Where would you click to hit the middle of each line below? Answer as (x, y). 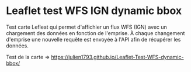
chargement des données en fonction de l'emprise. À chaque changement (95, 33)
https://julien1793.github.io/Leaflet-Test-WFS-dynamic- (117, 57)
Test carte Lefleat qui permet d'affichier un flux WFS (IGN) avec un (87, 27)
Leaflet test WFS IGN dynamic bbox (94, 11)
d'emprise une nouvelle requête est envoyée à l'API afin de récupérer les (93, 39)
